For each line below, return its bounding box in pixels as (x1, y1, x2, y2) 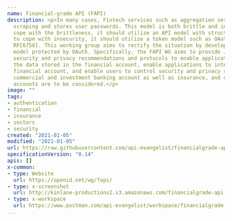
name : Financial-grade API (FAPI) (7, 10, 107, 17)
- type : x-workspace (7, 196, 67, 203)
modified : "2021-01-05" (7, 138, 76, 145)
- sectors (7, 118, 36, 126)
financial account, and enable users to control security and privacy (13, 67, 221, 74)
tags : (7, 94, 23, 101)
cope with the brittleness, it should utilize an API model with (13, 29, 206, 36)
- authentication (7, 100, 57, 107)
